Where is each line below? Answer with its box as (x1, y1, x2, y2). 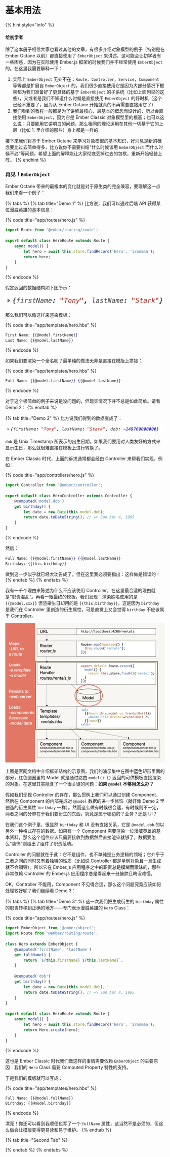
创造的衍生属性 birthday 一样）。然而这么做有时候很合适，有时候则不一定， (5, 804, 161, 811)
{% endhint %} (15, 157, 47, 163)
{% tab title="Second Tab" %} (5, 1137, 68, 1143)
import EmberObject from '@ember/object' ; (5, 926, 96, 931)
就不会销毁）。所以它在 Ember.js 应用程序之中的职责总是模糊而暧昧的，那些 (5, 864, 161, 870)
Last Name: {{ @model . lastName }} (5, 338, 73, 343)
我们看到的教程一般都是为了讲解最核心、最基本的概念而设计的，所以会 (12, 108, 159, 114)
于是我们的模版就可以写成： (5, 1075, 63, 1081)
